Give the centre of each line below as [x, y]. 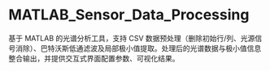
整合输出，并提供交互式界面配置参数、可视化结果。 [94, 58]
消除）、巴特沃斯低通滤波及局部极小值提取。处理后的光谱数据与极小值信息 [138, 48]
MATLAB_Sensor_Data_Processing [129, 15]
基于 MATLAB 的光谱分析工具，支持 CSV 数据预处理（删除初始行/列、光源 [132, 38]
